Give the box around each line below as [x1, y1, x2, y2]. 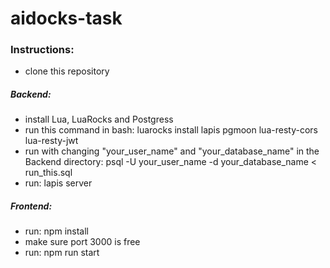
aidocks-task [10, 7, 123, 30]
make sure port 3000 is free [24, 236, 141, 248]
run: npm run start [24, 247, 100, 259]
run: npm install [24, 225, 89, 237]
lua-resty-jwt [24, 135, 79, 147]
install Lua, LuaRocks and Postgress [24, 113, 174, 126]
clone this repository [24, 65, 110, 77]
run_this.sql [24, 167, 73, 179]
